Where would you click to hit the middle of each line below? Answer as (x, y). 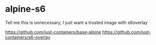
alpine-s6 (26, 9)
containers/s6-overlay (28, 37)
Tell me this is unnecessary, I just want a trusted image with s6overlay (76, 22)
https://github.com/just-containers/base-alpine (53, 32)
